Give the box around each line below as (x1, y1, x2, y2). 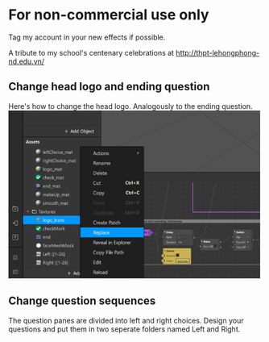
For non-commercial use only (8, 6, 209, 24)
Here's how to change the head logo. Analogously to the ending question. (8, 101, 253, 111)
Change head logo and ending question (8, 80, 210, 94)
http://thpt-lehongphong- (176, 48, 260, 57)
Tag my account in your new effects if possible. (8, 32, 166, 42)
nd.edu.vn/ (8, 56, 45, 66)
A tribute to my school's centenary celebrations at (8, 48, 175, 57)
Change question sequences (8, 294, 156, 308)
